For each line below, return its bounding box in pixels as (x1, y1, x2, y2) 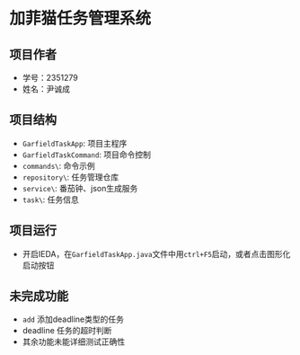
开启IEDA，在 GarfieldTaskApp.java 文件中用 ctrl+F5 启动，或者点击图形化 (22, 248, 291, 259)
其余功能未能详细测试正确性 (22, 336, 126, 347)
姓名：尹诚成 (22, 84, 70, 94)
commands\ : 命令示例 (22, 160, 96, 171)
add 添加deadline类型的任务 (22, 314, 124, 324)
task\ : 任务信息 (22, 194, 79, 205)
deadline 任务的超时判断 (22, 325, 112, 336)
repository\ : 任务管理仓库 (22, 172, 119, 182)
